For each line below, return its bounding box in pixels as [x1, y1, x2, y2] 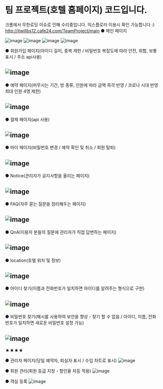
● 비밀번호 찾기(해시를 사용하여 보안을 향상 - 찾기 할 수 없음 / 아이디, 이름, [5, 314, 147, 320]
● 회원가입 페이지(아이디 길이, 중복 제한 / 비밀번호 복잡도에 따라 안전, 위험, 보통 [5, 48, 157, 54]
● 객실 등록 [5, 379, 28, 385]
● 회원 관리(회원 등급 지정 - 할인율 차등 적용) [5, 368, 91, 374]
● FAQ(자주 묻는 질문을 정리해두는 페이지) [5, 201, 86, 207]
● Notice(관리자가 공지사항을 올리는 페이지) [5, 173, 90, 179]
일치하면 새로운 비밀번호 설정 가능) [18, 320, 84, 326]
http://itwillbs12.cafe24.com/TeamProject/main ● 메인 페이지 [5, 28, 127, 33]
